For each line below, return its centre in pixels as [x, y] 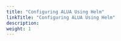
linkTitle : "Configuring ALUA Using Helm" [61, 17]
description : [23, 23]
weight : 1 [19, 29]
